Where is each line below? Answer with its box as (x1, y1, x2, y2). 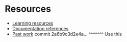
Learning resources (12, 20, 54, 26)
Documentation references (12, 25, 69, 31)
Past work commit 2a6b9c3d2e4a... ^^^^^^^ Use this (12, 31, 122, 37)
